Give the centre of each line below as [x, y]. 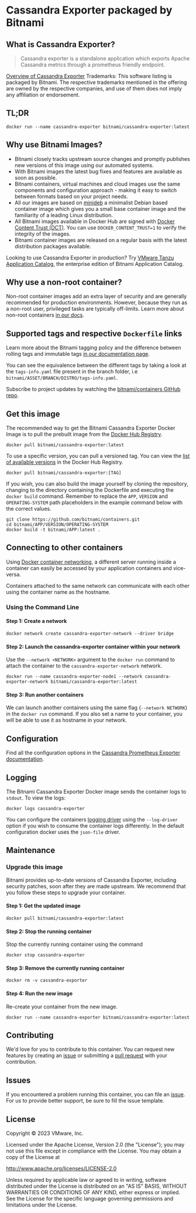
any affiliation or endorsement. [43, 95]
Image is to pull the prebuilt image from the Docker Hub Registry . [84, 434]
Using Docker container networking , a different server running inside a [91, 562]
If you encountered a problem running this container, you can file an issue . [96, 1094]
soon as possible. [36, 177]
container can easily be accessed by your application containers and [89, 568]
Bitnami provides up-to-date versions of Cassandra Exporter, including [91, 880]
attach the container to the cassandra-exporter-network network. [84, 666]
